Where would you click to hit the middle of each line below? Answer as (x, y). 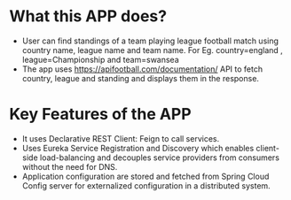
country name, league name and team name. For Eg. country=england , (153, 50)
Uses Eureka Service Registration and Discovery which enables (138, 148)
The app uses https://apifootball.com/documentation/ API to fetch (142, 69)
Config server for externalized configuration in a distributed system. (146, 185)
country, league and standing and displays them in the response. (141, 78)
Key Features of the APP (101, 115)
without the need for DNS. (70, 166)
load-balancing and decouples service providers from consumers (159, 158)
